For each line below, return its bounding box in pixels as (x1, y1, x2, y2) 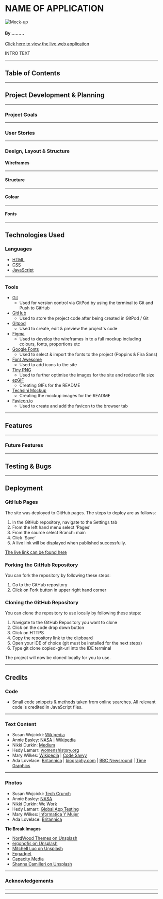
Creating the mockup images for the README (19, 393, 111, 399)
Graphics (12, 763, 31, 769)
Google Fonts (12, 346, 39, 352)
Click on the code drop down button (12, 625, 84, 630)
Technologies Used (5, 231, 65, 239)
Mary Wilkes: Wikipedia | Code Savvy (12, 752, 87, 758)
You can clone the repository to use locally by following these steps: (5, 610, 142, 616)
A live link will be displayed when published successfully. (12, 540, 126, 545)
